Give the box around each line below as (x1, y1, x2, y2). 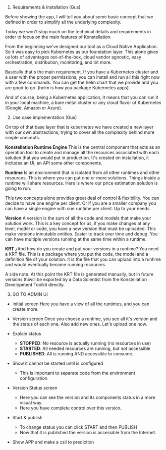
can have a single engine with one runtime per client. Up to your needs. (5, 206, 151, 211)
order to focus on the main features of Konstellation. (5, 34, 111, 40)
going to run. (5, 185, 31, 191)
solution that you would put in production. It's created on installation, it (5, 155, 149, 161)
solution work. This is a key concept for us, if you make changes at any (5, 221, 150, 226)
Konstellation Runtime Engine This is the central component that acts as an (5, 144, 161, 150)
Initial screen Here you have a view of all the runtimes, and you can (12, 301, 150, 307)
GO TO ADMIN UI (12, 291, 48, 297)
